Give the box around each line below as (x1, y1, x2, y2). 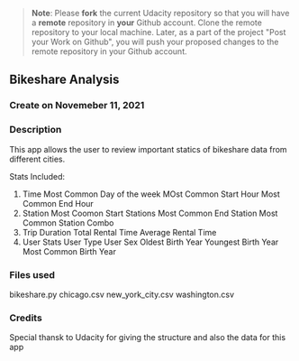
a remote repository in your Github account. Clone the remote (31, 17, 263, 28)
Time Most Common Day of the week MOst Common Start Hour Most (22, 189, 281, 199)
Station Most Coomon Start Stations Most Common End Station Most (22, 208, 278, 218)
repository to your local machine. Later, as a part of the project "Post (31, 27, 286, 37)
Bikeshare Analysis (9, 72, 120, 88)
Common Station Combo (22, 217, 114, 228)
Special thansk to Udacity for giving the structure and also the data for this (9, 332, 286, 343)
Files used (9, 268, 56, 281)
